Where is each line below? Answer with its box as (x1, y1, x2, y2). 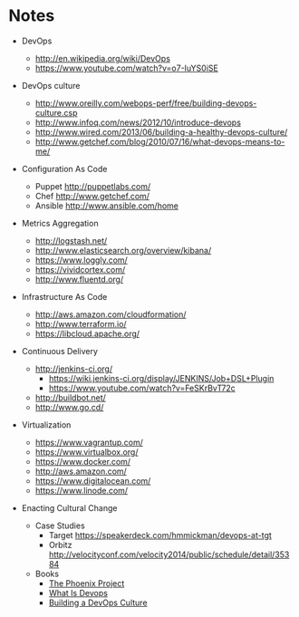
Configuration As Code (21, 163, 108, 174)
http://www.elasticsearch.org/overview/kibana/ (34, 245, 212, 255)
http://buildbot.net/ (34, 391, 106, 403)
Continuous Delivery (21, 345, 99, 356)
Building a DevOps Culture (48, 597, 148, 608)
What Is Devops (48, 587, 108, 598)
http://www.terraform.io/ (34, 318, 128, 329)
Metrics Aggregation (21, 217, 99, 228)
